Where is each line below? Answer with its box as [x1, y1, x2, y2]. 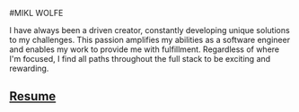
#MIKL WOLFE [9, 8, 64, 18]
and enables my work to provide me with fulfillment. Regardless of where [9, 44, 280, 55]
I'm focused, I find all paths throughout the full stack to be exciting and [9, 54, 271, 64]
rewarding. [9, 63, 49, 73]
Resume [9, 89, 57, 104]
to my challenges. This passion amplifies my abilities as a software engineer [9, 35, 290, 45]
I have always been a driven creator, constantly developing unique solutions [9, 25, 290, 35]
